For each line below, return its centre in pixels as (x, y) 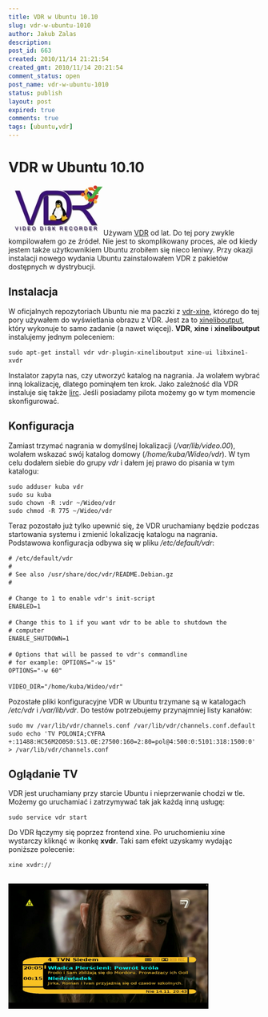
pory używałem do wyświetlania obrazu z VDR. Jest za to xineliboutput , (126, 320)
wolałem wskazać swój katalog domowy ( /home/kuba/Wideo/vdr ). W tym (129, 454)
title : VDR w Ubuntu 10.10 (53, 17)
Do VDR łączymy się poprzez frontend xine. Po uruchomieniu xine (117, 833)
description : (30, 42)
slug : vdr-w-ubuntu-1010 (50, 25)
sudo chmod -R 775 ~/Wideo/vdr (60, 511)
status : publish (35, 93)
